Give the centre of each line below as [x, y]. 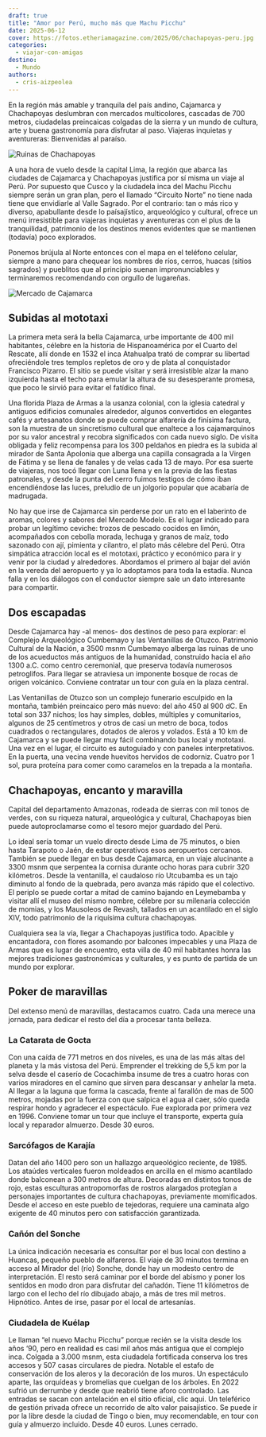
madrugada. [28, 496]
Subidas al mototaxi [58, 318]
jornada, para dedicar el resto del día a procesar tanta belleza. [110, 1019]
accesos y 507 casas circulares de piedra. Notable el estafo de [111, 1365]
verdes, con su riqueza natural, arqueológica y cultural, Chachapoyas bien [130, 817]
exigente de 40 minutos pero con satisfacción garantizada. [104, 1214]
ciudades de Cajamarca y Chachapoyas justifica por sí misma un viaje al [126, 178]
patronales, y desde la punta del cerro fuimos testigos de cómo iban [120, 479]
